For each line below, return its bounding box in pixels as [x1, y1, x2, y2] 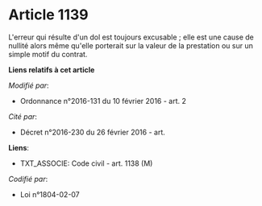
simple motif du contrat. [8, 49, 88, 59]
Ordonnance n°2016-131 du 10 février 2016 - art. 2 [19, 96, 187, 105]
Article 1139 [8, 6, 89, 24]
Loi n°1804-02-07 [19, 189, 81, 199]
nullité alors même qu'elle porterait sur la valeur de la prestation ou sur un [8, 40, 254, 50]
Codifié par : [8, 174, 48, 183]
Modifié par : [8, 80, 50, 90]
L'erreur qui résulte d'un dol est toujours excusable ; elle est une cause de [8, 32, 254, 42]
